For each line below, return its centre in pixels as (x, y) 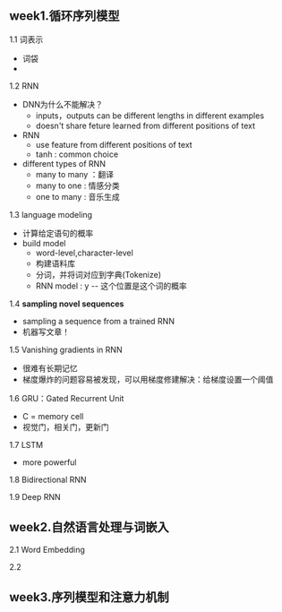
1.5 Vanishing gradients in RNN (66, 349)
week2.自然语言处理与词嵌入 (90, 527)
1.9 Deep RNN (35, 496)
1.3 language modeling (51, 214)
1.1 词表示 (26, 39)
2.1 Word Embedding (47, 549)
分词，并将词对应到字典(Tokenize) (98, 274)
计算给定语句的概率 (58, 233)
